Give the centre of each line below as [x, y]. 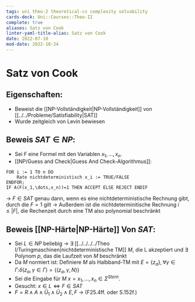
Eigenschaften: [35, 95]
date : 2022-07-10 [27, 39]
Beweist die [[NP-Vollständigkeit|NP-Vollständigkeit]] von [83, 108]
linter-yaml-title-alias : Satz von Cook [56, 33]
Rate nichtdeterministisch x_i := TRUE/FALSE [73, 177]
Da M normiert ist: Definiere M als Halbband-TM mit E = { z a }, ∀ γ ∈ [95, 263]
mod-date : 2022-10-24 [32, 45]
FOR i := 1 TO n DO [30, 172]
